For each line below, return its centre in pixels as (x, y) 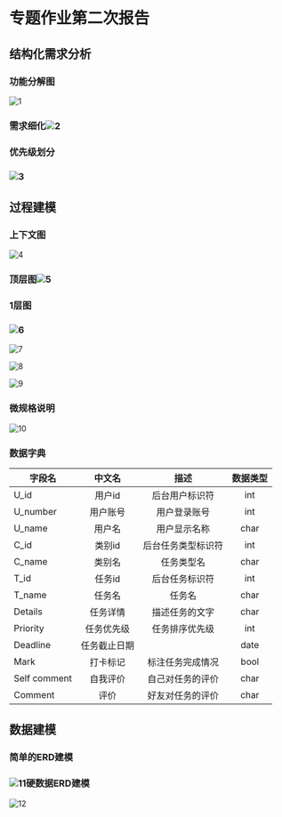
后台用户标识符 (183, 496)
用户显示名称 (183, 529)
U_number (36, 512)
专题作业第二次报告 (80, 18)
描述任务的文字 (183, 613)
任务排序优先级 (183, 629)
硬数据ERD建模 (58, 783)
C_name (31, 562)
